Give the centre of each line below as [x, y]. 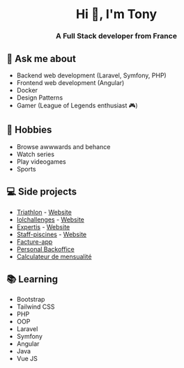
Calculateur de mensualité [54, 256]
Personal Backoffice [45, 249]
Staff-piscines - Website [52, 234]
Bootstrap [31, 300]
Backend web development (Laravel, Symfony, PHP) [91, 75]
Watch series [36, 154]
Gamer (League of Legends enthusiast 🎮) [77, 105]
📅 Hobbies [29, 130]
